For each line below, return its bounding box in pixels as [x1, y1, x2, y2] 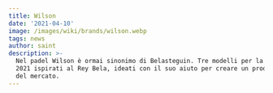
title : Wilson [8, 11, 57, 20]
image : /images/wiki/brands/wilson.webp [8, 27, 148, 35]
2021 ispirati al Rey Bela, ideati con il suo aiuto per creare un [15, 65, 249, 73]
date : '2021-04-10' [8, 19, 75, 27]
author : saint [8, 42, 57, 50]
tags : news [8, 34, 45, 43]
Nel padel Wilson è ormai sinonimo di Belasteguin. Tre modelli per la [15, 57, 264, 66]
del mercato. [15, 72, 60, 80]
